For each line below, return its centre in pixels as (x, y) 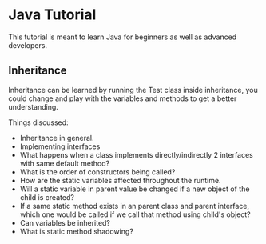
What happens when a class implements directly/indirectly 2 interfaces (137, 154)
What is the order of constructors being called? (97, 172)
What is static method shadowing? (77, 231)
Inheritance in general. (57, 138)
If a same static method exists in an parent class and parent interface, (135, 206)
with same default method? (65, 163)
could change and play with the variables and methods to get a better (123, 98)
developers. (28, 45)
